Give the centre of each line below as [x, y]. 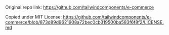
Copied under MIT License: [34, 17]
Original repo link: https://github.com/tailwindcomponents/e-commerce [80, 7]
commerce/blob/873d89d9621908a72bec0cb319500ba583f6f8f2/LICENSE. [85, 22]
